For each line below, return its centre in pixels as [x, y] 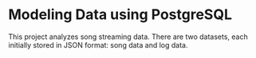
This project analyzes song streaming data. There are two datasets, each [128, 37]
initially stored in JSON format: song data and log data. [98, 44]
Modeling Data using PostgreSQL [120, 15]
